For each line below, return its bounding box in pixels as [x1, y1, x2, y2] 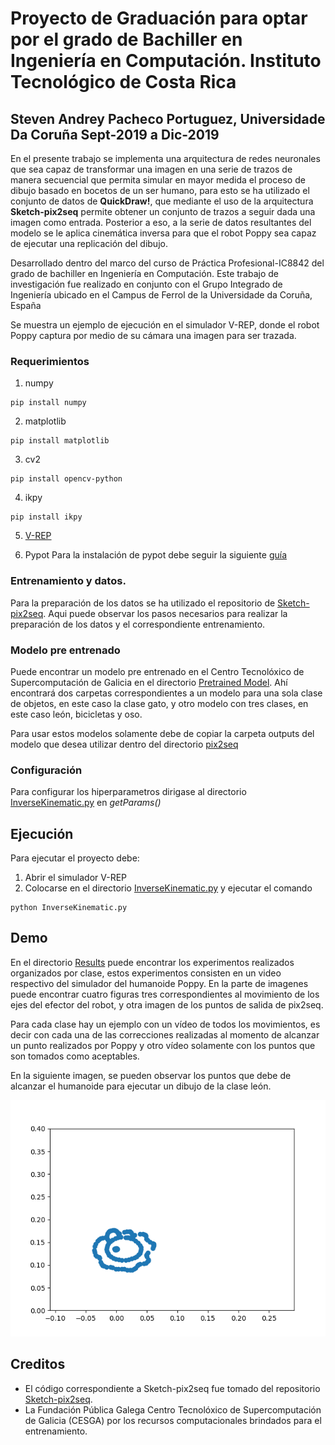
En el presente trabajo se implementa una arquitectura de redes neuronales [10, 153, 321, 164]
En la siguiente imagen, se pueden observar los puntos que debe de [10, 1069, 292, 1081]
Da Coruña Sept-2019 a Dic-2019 [10, 126, 220, 143]
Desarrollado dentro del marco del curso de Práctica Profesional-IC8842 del [10, 257, 325, 269]
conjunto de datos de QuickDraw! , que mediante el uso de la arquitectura [10, 195, 314, 207]
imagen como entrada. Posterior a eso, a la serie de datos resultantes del [10, 217, 312, 228]
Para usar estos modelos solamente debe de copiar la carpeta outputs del [10, 727, 315, 739]
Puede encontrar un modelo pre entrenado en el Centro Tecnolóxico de [10, 665, 305, 677]
